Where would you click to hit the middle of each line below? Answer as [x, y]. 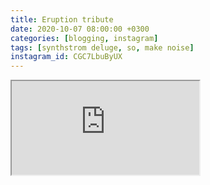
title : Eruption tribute [62, 19]
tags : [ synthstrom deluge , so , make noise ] [102, 47]
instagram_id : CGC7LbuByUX [66, 57]
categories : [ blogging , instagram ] [84, 38]
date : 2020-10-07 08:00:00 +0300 [80, 29]
